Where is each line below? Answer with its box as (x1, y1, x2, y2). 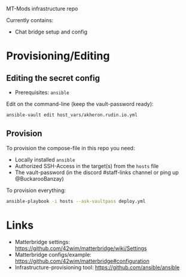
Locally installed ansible (14, 156, 75, 163)
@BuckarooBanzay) (14, 175, 64, 182)
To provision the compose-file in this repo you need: (6, 144, 135, 151)
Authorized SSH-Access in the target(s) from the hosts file (14, 162, 159, 169)
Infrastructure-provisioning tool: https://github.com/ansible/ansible (14, 263, 180, 271)
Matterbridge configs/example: (14, 251, 92, 258)
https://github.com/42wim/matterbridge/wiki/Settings (14, 245, 147, 252)
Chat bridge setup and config (14, 28, 88, 35)
